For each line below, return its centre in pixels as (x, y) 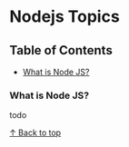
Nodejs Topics (64, 17)
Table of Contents (61, 50)
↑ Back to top (35, 132)
